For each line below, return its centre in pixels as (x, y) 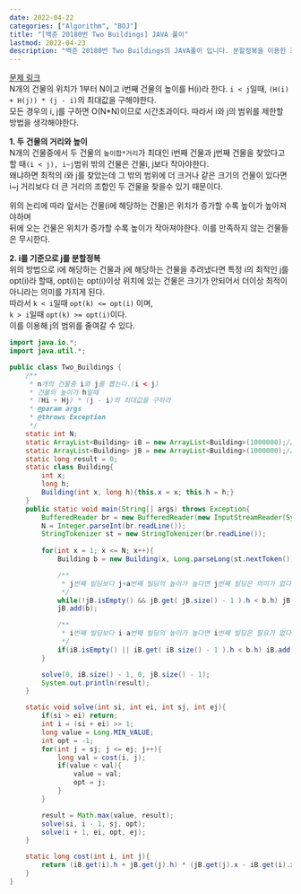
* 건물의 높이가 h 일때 (64, 392)
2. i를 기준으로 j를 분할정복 (55, 259)
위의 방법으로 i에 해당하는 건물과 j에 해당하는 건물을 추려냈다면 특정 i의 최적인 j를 (149, 269)
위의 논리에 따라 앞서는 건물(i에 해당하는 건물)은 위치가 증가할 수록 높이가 (136, 206)
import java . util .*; (48, 351)
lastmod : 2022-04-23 (48, 43)
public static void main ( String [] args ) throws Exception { (138, 509)
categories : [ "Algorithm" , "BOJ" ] (74, 26)
